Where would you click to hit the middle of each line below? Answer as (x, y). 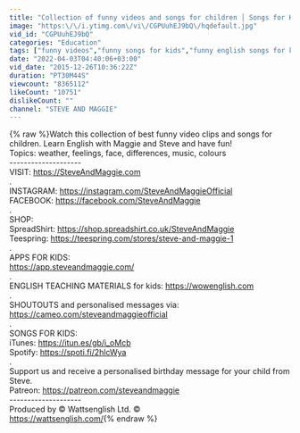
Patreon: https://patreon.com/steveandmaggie (95, 390)
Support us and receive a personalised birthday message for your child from (150, 371)
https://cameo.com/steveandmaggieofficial (88, 314)
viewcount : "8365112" (50, 84)
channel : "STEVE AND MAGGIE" (63, 109)
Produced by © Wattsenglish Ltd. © (75, 409)
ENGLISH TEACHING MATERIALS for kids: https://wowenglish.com (132, 286)
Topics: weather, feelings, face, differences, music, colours (118, 154)
